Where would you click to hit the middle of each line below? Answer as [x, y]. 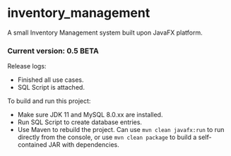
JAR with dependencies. [84, 145]
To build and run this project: [49, 101]
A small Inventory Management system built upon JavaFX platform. [105, 32]
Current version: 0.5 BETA [53, 51]
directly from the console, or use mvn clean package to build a [107, 137]
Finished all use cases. [51, 80]
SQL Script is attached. [51, 88]
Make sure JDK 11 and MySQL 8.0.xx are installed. [90, 115]
